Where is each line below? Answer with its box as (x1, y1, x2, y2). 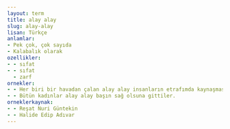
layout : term (7, 10, 44, 17)
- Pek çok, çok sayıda (7, 42, 72, 48)
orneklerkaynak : (7, 99, 53, 106)
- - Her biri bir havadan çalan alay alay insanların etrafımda (7, 86, 194, 93)
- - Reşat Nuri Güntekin (7, 105, 78, 112)
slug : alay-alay (7, 23, 53, 29)
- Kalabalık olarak (7, 48, 63, 55)
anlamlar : (7, 35, 36, 42)
